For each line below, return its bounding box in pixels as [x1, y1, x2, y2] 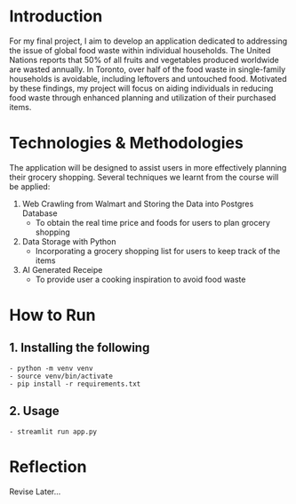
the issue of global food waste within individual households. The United [9, 44, 271, 55]
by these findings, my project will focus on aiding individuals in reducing [9, 83, 274, 93]
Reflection [9, 456, 87, 476]
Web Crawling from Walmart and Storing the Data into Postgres [21, 198, 254, 209]
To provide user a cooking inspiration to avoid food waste [35, 274, 246, 284]
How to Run [9, 305, 96, 325]
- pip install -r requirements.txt [9, 380, 141, 388]
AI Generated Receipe [21, 264, 103, 275]
